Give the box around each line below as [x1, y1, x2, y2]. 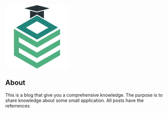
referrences [5, 102, 30, 108]
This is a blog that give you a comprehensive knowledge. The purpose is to [5, 92, 163, 98]
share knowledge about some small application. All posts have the [5, 97, 144, 103]
